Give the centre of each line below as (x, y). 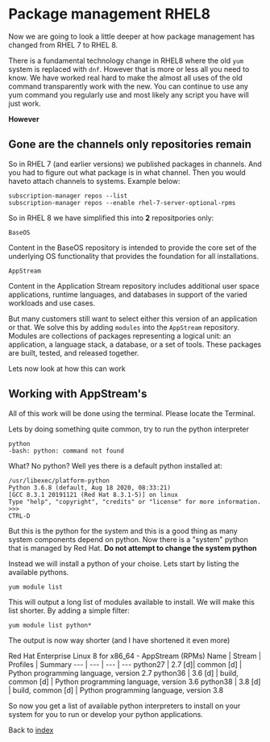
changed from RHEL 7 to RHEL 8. (63, 44)
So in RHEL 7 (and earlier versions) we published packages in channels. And (135, 164)
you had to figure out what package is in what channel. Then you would (127, 172)
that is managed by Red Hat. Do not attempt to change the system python (133, 548)
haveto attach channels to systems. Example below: (94, 181)
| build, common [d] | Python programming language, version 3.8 (116, 690)
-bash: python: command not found (66, 451)
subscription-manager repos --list (68, 196)
